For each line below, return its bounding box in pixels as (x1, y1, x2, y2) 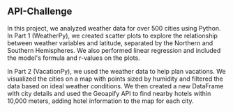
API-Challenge (7, 6, 73, 17)
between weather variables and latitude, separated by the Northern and (7, 38, 213, 47)
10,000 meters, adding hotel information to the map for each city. (7, 97, 194, 105)
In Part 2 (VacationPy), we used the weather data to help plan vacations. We (7, 67, 226, 75)
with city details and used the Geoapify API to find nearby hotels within (7, 89, 211, 97)
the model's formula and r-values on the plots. (7, 54, 141, 62)
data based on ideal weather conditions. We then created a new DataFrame (7, 81, 224, 90)
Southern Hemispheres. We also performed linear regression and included (7, 46, 221, 54)
